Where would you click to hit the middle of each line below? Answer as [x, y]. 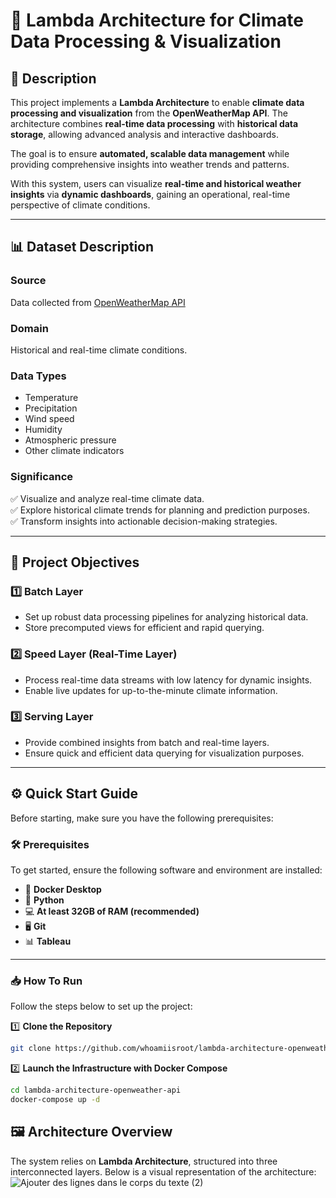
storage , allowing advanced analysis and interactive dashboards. [144, 134]
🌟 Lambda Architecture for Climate [157, 20]
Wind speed [49, 419]
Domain [29, 328]
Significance [42, 477]
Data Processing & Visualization [146, 41]
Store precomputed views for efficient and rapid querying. [144, 628]
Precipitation [51, 408]
